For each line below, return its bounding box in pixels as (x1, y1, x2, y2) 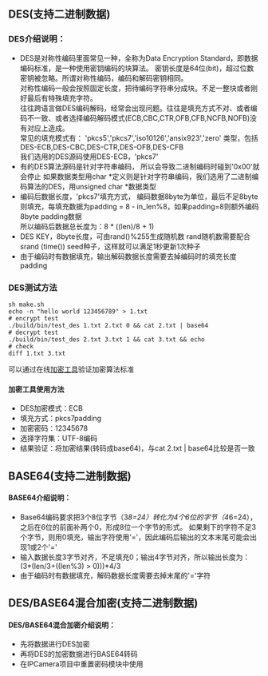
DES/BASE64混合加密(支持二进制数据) (8, 596, 199, 610)
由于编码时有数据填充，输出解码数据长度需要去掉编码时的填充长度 (19, 251, 237, 261)
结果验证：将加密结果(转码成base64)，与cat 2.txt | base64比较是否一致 (19, 443, 255, 453)
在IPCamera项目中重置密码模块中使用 (19, 659, 144, 669)
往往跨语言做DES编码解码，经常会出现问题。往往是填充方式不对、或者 (19, 103, 251, 113)
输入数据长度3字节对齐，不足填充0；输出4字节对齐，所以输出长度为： (19, 552, 250, 562)
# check (8, 342, 34, 350)
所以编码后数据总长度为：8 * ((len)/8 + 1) (19, 221, 155, 231)
